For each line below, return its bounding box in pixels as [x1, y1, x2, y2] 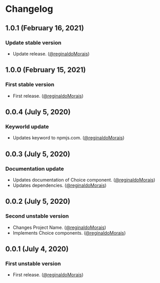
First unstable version [5, 260, 61, 267]
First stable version [5, 81, 55, 88]
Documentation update [5, 165, 64, 172]
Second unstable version [5, 213, 69, 220]
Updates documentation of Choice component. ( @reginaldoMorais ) [12, 176, 155, 183]
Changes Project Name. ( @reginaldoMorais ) [12, 224, 107, 231]
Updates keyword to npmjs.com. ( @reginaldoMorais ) [12, 135, 125, 141]
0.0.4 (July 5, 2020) [5, 108, 71, 116]
